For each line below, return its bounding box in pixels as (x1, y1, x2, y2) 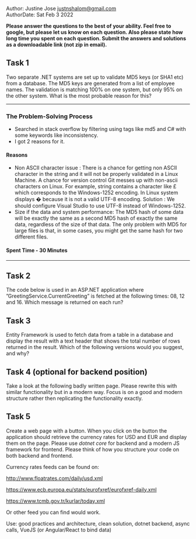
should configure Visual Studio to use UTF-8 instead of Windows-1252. (14, 202, 186, 209)
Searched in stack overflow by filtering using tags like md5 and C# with (14, 126, 186, 133)
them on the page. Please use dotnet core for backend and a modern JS (6, 440, 180, 447)
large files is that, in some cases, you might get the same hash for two (14, 227, 183, 234)
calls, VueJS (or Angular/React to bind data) (6, 526, 112, 533)
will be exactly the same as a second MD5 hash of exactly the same (14, 215, 178, 222)
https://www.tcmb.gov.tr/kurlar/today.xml (6, 497, 105, 505)
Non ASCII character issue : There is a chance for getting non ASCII (14, 164, 177, 171)
